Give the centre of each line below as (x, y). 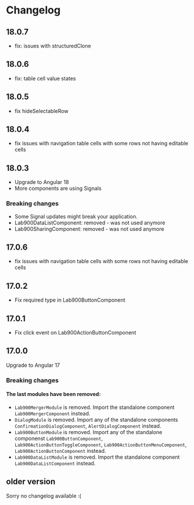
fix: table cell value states (45, 78)
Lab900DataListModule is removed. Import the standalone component (97, 457)
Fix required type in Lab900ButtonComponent (70, 300)
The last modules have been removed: (53, 394)
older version (31, 482)
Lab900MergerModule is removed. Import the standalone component (94, 407)
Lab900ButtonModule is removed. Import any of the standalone (88, 432)
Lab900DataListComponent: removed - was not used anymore (90, 223)
